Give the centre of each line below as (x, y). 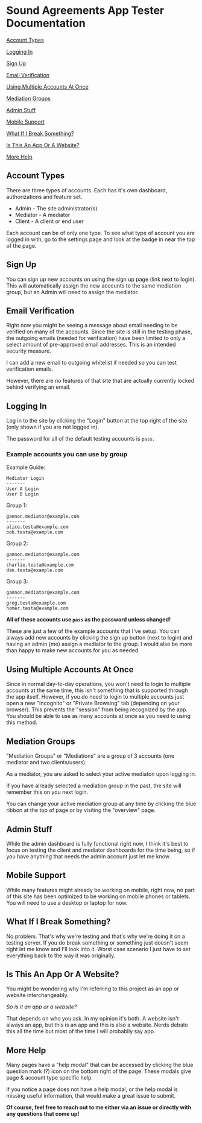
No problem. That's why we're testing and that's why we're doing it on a (96, 936)
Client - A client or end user (49, 221)
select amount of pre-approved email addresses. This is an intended (91, 345)
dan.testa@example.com (35, 570)
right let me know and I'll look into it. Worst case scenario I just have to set (99, 949)
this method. (22, 722)
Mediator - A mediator (43, 215)
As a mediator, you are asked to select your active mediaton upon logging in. (101, 774)
